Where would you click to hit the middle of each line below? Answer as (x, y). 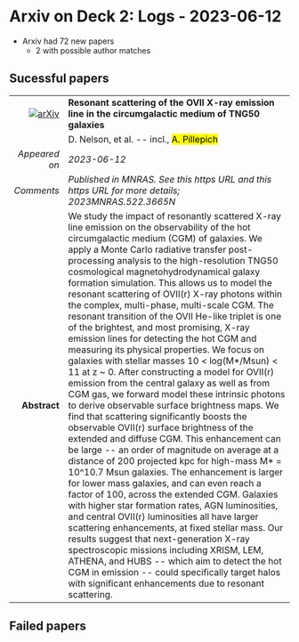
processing (92, 260)
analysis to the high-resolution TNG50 (198, 260)
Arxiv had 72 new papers (68, 41)
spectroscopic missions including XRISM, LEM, (166, 549)
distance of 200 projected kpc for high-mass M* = (175, 460)
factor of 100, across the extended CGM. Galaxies (173, 494)
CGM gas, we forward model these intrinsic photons (177, 394)
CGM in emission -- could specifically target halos (174, 572)
